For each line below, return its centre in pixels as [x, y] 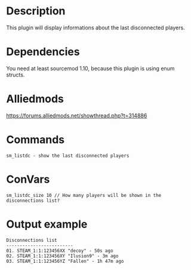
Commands [36, 139]
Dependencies [43, 52]
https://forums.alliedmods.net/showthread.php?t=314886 [77, 116]
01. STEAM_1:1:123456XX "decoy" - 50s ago [60, 251]
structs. [16, 75]
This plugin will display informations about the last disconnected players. [95, 28]
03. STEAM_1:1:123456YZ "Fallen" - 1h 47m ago [65, 261]
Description [36, 11]
